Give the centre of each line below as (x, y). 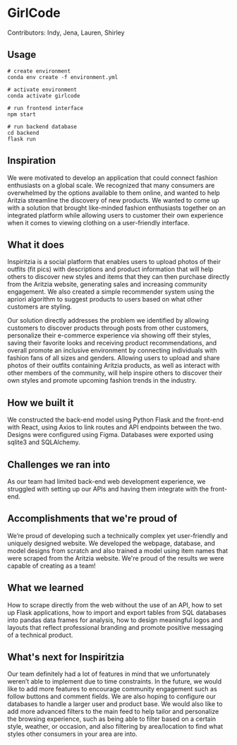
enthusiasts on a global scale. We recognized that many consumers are (111, 185)
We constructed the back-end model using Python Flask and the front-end (116, 420)
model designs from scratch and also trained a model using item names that (117, 550)
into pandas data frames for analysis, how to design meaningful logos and (115, 620)
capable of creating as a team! (51, 566)
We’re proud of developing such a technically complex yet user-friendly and (117, 535)
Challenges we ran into (59, 464)
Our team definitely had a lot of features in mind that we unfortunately (109, 674)
